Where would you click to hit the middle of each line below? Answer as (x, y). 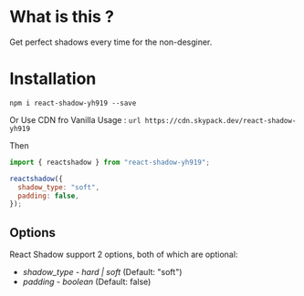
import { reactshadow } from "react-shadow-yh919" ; (110, 162)
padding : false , (48, 196)
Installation (53, 79)
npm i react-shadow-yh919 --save (73, 103)
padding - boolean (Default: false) (87, 282)
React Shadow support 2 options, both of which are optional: (124, 255)
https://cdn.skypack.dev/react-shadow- (220, 120)
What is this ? (62, 17)
